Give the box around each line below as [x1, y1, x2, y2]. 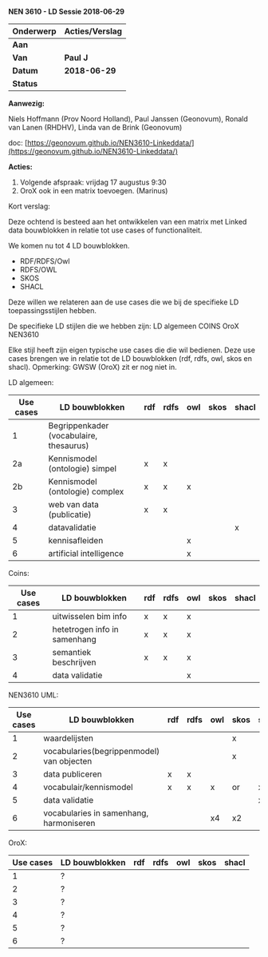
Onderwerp [12, 26, 57, 37]
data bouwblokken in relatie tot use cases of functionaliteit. [8, 225, 203, 235]
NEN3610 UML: [8, 690, 59, 700]
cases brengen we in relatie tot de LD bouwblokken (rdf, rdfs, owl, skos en [8, 354, 253, 363]
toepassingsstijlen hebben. [8, 306, 97, 315]
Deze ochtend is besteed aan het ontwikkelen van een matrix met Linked [8, 217, 247, 226]
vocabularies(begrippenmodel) [43, 746, 160, 756]
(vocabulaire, [48, 431, 98, 441]
